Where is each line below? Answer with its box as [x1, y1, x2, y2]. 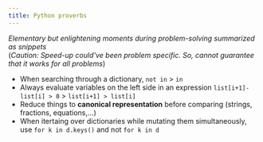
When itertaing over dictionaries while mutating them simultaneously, [19, 116, 247, 125]
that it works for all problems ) [8, 59, 106, 68]
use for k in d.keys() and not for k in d [19, 125, 159, 134]
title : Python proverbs [8, 11, 88, 20]
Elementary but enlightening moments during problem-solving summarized [8, 33, 255, 43]
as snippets [8, 41, 47, 52]
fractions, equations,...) [19, 108, 97, 117]
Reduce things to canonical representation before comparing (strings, [19, 99, 253, 109]
